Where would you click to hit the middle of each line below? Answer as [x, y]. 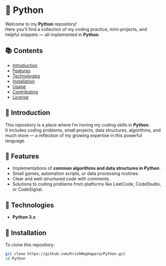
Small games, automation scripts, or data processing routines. [76, 173]
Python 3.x [24, 217]
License [20, 97]
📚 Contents [24, 51]
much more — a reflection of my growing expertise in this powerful [74, 135]
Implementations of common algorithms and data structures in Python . [86, 168]
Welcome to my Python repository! [41, 24]
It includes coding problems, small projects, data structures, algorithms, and [83, 130]
